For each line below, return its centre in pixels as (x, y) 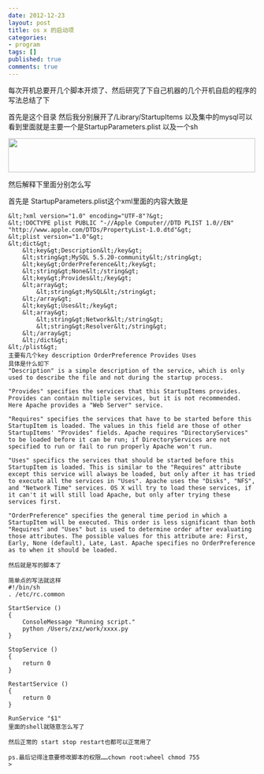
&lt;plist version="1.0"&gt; (56, 236)
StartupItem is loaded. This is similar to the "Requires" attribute (125, 467)
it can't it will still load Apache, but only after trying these (119, 495)
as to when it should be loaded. (63, 550)
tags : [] (22, 52)
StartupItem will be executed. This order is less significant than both (132, 522)
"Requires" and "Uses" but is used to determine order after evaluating (130, 529)
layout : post (30, 23)
